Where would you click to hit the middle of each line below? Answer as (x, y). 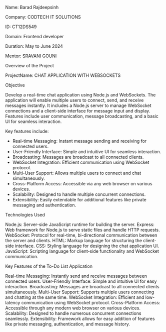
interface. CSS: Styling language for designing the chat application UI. (87, 246)
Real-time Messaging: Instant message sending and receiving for (79, 141)
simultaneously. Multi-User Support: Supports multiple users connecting (80, 292)
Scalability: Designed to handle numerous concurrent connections (73, 313)
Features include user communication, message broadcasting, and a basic (82, 116)
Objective (15, 85)
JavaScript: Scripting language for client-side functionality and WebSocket (82, 251)
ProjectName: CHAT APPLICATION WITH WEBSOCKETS (63, 75)
